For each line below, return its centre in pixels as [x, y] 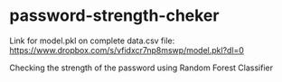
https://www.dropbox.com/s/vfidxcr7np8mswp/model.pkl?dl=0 [127, 50]
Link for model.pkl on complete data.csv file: [92, 41]
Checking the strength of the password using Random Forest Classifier [141, 68]
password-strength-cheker [114, 16]
